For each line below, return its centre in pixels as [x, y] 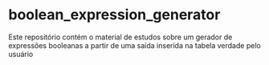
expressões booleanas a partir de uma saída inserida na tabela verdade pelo [134, 45]
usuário [21, 54]
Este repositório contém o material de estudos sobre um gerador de [120, 37]
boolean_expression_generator [114, 15]
